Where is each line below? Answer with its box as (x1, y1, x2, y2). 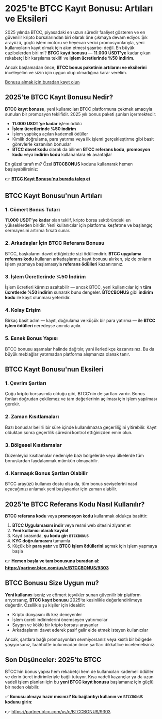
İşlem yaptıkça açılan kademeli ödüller (12, 131, 88, 136)
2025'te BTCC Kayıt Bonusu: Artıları (5, 3, 153, 14)
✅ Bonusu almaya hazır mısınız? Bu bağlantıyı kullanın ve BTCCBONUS (5, 693, 143, 699)
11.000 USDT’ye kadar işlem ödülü (12, 120, 82, 126)
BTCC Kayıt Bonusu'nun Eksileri (5, 365, 104, 374)
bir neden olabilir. (5, 684, 40, 690)
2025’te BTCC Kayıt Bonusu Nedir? (5, 93, 113, 101)
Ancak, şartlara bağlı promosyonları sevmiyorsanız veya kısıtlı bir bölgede (5, 636, 152, 642)
